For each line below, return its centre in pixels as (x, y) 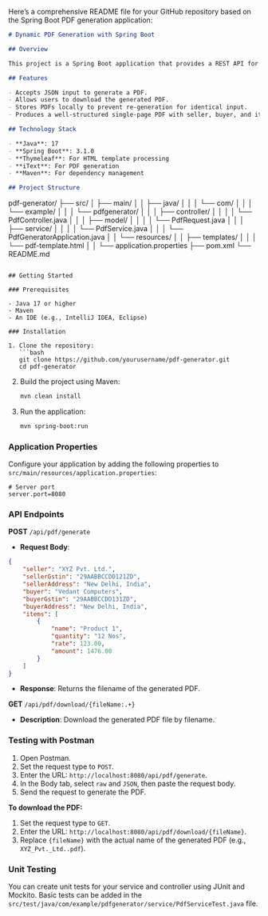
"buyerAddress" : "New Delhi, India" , (85, 606)
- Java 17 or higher (43, 304)
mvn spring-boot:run (54, 426)
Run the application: (53, 412)
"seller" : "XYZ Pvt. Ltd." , (69, 570)
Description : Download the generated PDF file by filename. (117, 720)
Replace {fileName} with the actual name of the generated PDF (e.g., (133, 840)
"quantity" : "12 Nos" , (89, 636)
